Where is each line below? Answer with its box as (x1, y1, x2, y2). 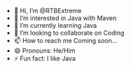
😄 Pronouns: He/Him (13, 46, 76, 55)
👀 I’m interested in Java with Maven (13, 14, 117, 22)
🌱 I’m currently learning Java (13, 22, 97, 29)
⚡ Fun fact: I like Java (13, 54, 76, 62)
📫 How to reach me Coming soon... (13, 37, 118, 44)
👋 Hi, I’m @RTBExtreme (13, 7, 82, 15)
